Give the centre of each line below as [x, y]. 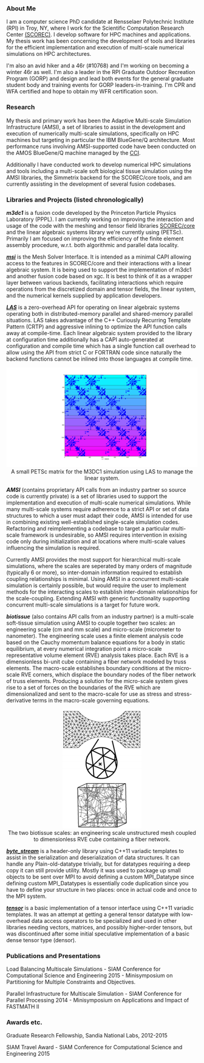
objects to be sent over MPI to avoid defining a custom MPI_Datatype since [100, 877]
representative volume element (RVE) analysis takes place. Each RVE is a [97, 655]
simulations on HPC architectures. [49, 54]
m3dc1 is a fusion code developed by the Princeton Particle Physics [91, 212]
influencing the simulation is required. [53, 548]
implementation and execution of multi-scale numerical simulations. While [99, 503]
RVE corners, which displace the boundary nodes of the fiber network [108, 674]
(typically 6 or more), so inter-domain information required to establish [94, 572]
